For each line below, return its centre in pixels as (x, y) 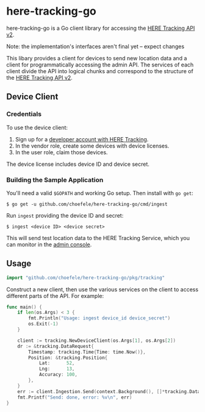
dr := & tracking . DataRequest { (56, 346)
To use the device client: (37, 127)
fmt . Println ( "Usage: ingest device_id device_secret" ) (99, 318)
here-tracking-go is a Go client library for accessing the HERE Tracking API (101, 28)
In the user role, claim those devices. (61, 152)
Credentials (24, 114)
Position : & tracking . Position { (68, 358)
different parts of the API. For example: (55, 296)
